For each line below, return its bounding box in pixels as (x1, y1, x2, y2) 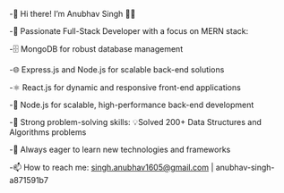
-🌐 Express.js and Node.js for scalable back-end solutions (9, 64, 225, 75)
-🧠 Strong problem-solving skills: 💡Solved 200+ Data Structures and (9, 117, 262, 127)
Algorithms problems (9, 127, 87, 138)
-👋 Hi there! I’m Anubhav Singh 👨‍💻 (9, 9, 136, 19)
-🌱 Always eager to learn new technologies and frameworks (9, 144, 231, 155)
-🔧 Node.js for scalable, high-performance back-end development (9, 99, 254, 110)
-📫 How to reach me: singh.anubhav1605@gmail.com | (9, 162, 214, 172)
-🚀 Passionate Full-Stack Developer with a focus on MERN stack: (9, 26, 249, 36)
